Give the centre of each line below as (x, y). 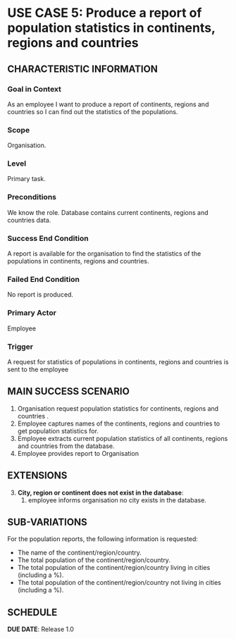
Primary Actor (32, 313)
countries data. (29, 220)
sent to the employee (38, 369)
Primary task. (26, 179)
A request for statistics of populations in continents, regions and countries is (118, 361)
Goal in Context (35, 89)
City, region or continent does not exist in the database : (100, 492)
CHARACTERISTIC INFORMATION (83, 69)
